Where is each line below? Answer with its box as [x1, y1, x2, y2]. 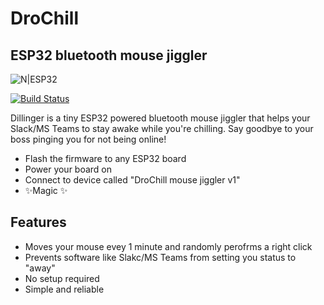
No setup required [24, 272, 100, 284]
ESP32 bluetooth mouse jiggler [10, 47, 208, 64]
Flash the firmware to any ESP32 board [24, 153, 187, 164]
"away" [24, 262, 56, 274]
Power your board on [24, 163, 113, 175]
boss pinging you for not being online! [10, 133, 167, 145]
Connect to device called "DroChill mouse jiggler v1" [24, 174, 241, 186]
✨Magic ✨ [24, 185, 68, 196]
